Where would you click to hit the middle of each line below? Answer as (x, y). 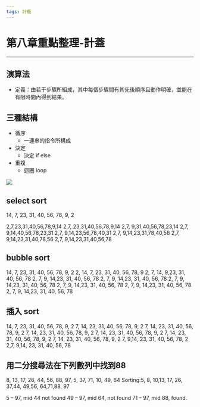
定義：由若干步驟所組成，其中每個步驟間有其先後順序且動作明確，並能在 (103, 89)
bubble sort (28, 258)
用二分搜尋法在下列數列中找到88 (66, 366)
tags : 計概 (19, 12)
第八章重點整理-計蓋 (56, 43)
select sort (26, 201)
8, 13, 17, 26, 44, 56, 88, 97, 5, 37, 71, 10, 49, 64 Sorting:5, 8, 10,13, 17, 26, (94, 380)
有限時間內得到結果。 (41, 97)
